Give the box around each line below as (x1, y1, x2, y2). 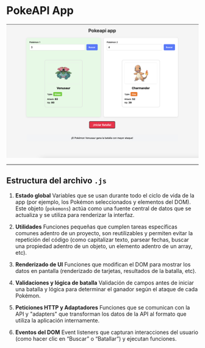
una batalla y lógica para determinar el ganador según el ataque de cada (15, 285, 198, 293)
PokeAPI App (6, 4, 74, 18)
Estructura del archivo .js (6, 176, 107, 186)
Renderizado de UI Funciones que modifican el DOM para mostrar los (15, 260, 191, 268)
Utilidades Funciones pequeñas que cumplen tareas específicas (15, 223, 178, 230)
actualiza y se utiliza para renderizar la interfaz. (15, 211, 135, 218)
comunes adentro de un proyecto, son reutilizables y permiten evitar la (15, 229, 193, 236)
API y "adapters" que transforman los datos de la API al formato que (15, 310, 187, 318)
